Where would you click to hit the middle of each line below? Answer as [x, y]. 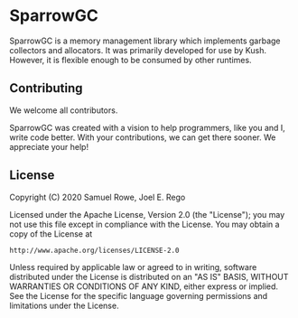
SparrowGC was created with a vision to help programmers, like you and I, [148, 127]
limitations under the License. [64, 305]
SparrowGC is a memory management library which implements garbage [145, 41]
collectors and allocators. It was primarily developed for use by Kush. [138, 50]
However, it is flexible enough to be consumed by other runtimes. [130, 60]
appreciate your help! [49, 146]
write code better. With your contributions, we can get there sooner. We [143, 137]
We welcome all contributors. [64, 110]
